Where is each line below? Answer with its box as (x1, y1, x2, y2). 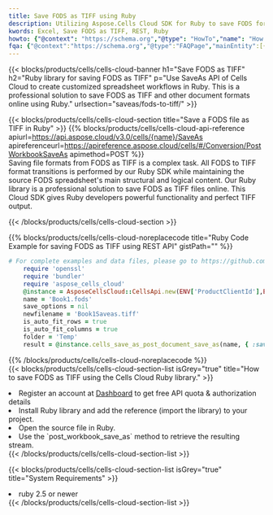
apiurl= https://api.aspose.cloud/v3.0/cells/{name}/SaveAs (8, 132, 203, 142)
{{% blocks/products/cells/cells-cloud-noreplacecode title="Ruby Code (8, 233, 249, 242)
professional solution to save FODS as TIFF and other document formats (8, 90, 250, 100)
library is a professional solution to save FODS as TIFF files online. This (8, 184, 246, 194)
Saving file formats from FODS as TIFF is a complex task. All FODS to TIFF (8, 158, 257, 168)
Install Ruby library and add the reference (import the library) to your (19, 405, 248, 415)
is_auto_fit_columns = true (23, 325, 118, 334)
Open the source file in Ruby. (19, 422, 116, 432)
